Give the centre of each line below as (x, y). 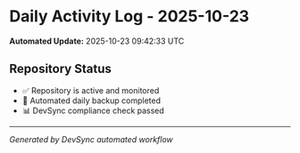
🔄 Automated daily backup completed (92, 101)
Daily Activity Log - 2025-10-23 (129, 16)
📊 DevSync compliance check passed (93, 110)
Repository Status (60, 69)
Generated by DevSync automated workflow (92, 139)
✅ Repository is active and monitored (91, 90)
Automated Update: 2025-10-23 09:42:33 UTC (97, 41)
